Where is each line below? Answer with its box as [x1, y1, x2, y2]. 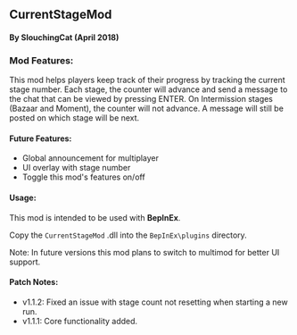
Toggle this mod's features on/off [21, 172, 145, 182]
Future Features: [9, 133, 72, 144]
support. [9, 256, 41, 267]
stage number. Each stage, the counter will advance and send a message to [9, 84, 288, 95]
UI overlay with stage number [21, 163, 131, 173]
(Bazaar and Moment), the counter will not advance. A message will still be [9, 103, 284, 114]
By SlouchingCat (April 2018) [9, 31, 120, 43]
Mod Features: [9, 54, 74, 66]
